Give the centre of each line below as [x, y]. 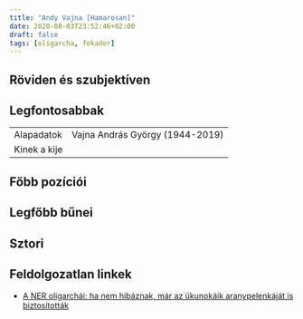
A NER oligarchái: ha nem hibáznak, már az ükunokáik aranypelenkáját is [158, 296]
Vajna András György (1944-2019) [147, 135]
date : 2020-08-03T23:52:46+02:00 [72, 26]
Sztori [27, 243]
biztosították [46, 305]
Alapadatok [38, 135]
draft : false [34, 34]
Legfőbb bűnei [51, 213]
